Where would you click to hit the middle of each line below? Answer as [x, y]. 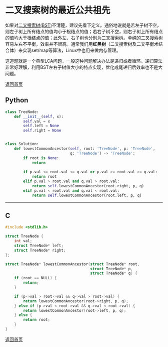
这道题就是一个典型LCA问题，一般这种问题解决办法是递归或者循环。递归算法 [84, 61]
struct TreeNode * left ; [39, 246]
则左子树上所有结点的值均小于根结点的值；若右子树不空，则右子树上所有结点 [84, 31]
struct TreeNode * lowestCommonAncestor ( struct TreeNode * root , [72, 264]
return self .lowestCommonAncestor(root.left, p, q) [87, 195]
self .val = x [37, 121]
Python [17, 100]
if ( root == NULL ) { [35, 278]
